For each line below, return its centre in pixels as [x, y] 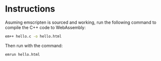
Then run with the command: [34, 46]
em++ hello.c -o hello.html [33, 36]
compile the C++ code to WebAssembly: [45, 27]
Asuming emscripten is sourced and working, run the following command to [81, 22]
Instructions [30, 9]
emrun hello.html [23, 54]
